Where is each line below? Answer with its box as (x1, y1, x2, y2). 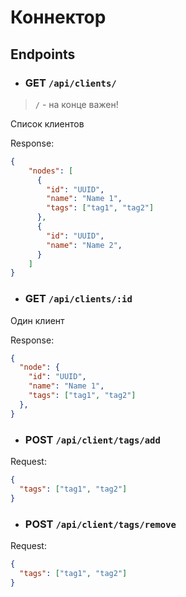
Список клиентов (10, 117, 85, 130)
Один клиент (10, 314, 65, 326)
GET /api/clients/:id (24, 292, 133, 306)
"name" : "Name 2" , (46, 240, 123, 250)
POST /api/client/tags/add (24, 432, 161, 446)
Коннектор (10, 6, 107, 29)
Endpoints (10, 46, 76, 63)
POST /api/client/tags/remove (24, 517, 177, 531)
